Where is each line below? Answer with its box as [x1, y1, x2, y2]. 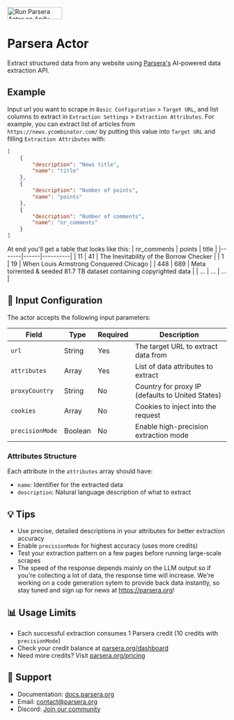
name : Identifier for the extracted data [17, 481, 123, 489]
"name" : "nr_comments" [32, 220, 98, 227]
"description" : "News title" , [32, 161, 120, 168]
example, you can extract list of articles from [7, 119, 136, 128]
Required [97, 330, 129, 339]
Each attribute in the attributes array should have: [7, 467, 153, 475]
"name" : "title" [32, 167, 79, 174]
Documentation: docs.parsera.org [17, 690, 115, 698]
